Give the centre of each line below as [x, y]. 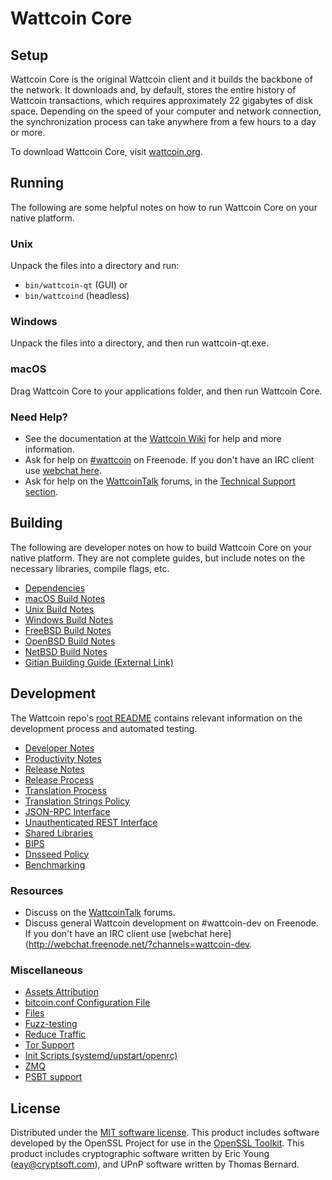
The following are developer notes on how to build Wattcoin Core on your [161, 547]
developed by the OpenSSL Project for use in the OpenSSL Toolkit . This [157, 1143]
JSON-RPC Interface [67, 811]
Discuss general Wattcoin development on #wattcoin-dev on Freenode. [171, 923]
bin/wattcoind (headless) [77, 296]
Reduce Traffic [55, 1034]
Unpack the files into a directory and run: [95, 266]
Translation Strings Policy [77, 801]
